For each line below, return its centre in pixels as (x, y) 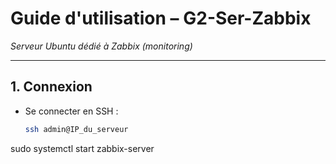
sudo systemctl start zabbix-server (82, 148)
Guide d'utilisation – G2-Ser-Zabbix (161, 18)
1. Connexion (51, 87)
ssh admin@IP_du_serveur (76, 129)
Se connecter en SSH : (71, 111)
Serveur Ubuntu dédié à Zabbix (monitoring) (101, 46)
